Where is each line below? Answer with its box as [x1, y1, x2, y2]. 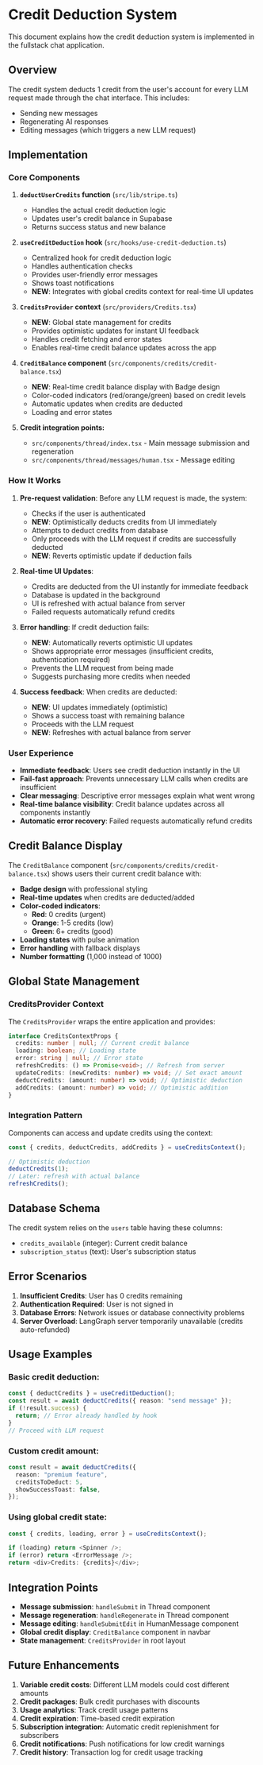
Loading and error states [31, 408, 112, 417]
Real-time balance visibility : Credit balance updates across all [19, 799, 225, 809]
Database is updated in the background [31, 590, 161, 599]
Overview [8, 64, 58, 77]
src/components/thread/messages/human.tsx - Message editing [31, 455, 235, 465]
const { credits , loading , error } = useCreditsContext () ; [8, 1530, 208, 1538]
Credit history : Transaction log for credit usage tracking [19, 1747, 204, 1757]
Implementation [8, 149, 89, 162]
